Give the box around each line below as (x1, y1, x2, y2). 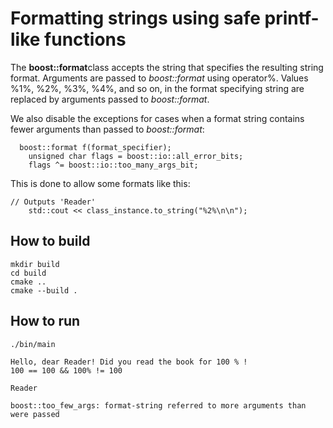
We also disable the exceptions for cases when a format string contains (10, 112, 305, 124)
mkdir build (10, 259, 60, 269)
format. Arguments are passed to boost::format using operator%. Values (10, 72, 309, 84)
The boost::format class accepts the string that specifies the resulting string (10, 61, 324, 73)
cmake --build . (10, 285, 78, 296)
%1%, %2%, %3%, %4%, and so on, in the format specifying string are (10, 82, 305, 94)
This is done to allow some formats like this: (10, 177, 191, 189)
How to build (10, 233, 91, 250)
